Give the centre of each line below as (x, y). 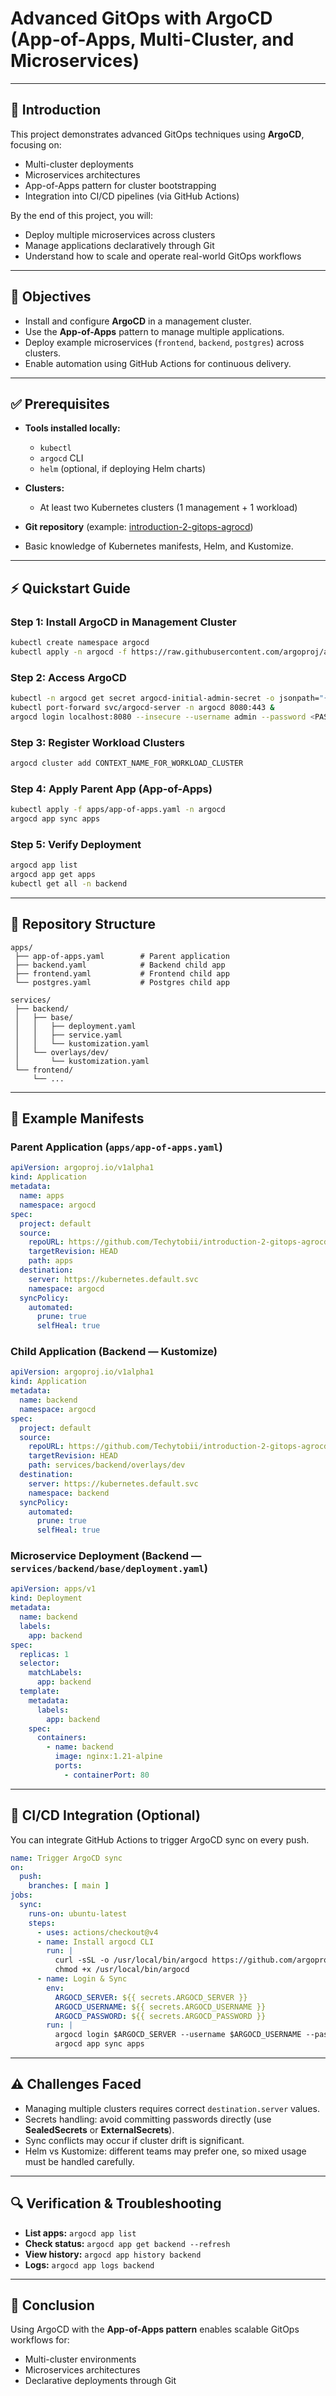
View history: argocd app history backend (113, 2254)
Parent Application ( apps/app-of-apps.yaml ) (116, 1147)
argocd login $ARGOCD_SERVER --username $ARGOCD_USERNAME (178, 2035)
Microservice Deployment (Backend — (106, 1556)
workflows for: (40, 2340)
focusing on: (36, 144)
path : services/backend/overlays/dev (107, 1465)
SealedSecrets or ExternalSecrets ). (99, 2129)
